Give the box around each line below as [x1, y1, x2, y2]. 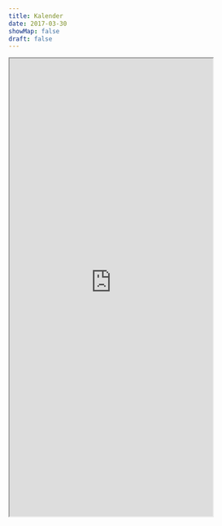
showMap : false [8, 27, 60, 35]
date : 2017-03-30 [8, 20, 67, 28]
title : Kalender [8, 11, 63, 20]
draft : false [8, 34, 53, 43]
